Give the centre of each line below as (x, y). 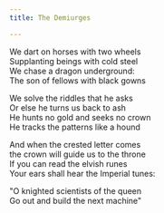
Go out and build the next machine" (76, 200)
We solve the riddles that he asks (71, 98)
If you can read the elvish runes (68, 163)
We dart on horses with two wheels (75, 52)
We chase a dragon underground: (72, 71)
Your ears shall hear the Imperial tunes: (82, 173)
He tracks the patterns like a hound (75, 127)
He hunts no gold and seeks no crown (80, 117)
